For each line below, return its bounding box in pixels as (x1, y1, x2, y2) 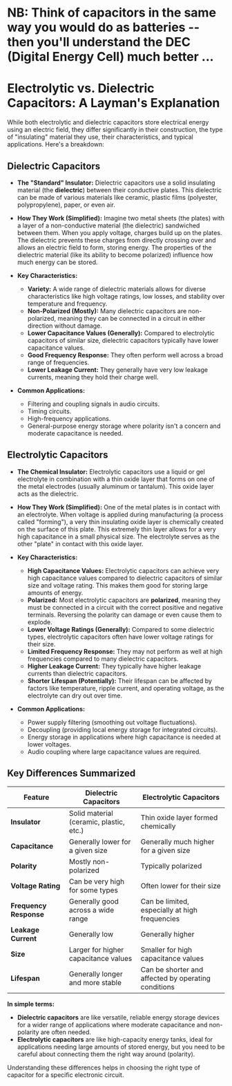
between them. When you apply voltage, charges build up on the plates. (17, 228, 222, 236)
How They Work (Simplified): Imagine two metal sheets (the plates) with (17, 214, 224, 222)
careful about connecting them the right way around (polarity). (17, 1049, 195, 1058)
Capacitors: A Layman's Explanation (7, 95, 220, 111)
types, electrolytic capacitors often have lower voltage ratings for (27, 633, 214, 641)
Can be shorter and (140, 964, 204, 974)
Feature (23, 792, 50, 802)
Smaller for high (140, 945, 192, 955)
